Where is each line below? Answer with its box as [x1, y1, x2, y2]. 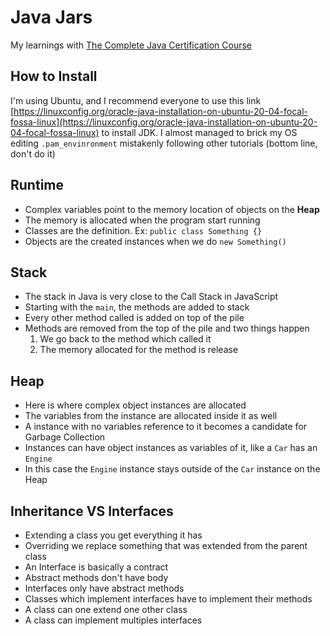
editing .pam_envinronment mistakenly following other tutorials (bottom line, [10, 137, 318, 149]
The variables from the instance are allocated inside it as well [24, 410, 278, 422]
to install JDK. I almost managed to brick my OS [101, 126, 298, 138]
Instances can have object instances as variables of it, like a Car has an [24, 442, 318, 454]
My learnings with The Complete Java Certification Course [10, 39, 252, 51]
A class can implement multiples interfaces [24, 614, 203, 626]
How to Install [10, 68, 98, 85]
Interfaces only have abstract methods [24, 582, 185, 594]
